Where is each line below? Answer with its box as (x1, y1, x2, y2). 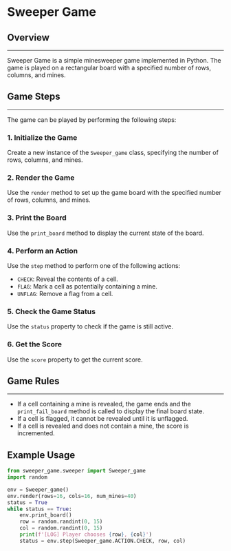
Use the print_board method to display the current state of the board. (7, 229, 204, 237)
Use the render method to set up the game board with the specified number (7, 189, 222, 197)
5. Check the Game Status (7, 306, 96, 316)
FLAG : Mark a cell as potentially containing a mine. (16, 282, 158, 290)
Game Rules (7, 375, 60, 386)
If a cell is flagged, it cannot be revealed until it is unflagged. (16, 415, 188, 423)
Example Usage (7, 449, 76, 461)
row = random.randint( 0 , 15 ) (19, 518, 103, 526)
